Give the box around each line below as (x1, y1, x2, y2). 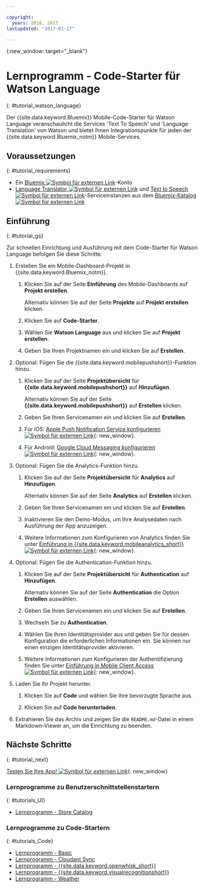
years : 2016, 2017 (12, 19, 59, 26)
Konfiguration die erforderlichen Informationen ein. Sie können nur (24, 637, 191, 644)
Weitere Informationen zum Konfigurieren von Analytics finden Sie (24, 534, 191, 541)
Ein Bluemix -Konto (15, 179, 133, 186)
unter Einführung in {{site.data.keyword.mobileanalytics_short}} (24, 540, 185, 548)
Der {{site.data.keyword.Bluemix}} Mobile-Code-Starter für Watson (6, 114, 175, 121)
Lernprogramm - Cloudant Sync (15, 856, 96, 863)
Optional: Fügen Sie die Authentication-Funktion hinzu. (15, 559, 153, 566)
